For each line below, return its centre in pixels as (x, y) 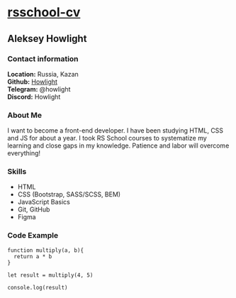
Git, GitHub (34, 209)
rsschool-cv (44, 12)
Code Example (33, 236)
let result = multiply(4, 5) (50, 275)
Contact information (43, 59)
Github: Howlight (33, 82)
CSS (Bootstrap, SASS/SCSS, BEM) (69, 194)
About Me (25, 115)
